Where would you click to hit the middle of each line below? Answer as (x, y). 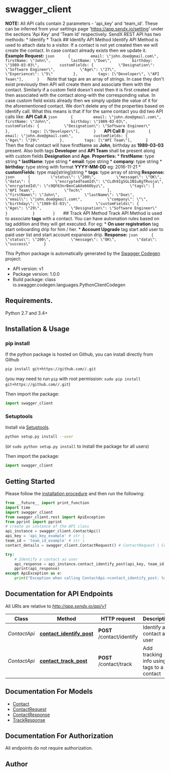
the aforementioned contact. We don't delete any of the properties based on (85, 106)
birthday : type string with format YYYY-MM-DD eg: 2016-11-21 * (73, 166)
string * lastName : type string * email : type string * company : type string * (84, 161)
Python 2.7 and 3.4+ (27, 313)
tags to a (153, 667)
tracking (153, 654)
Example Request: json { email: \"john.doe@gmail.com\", (82, 56)
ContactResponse (31, 715)
